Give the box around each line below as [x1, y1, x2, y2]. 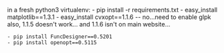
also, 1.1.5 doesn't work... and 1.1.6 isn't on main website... [7, 20, 171, 28]
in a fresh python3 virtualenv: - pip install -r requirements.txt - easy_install [7, 6, 218, 14]
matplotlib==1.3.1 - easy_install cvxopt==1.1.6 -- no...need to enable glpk [7, 13, 212, 21]
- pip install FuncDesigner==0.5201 [7, 33, 112, 40]
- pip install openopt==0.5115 [7, 39, 97, 46]
